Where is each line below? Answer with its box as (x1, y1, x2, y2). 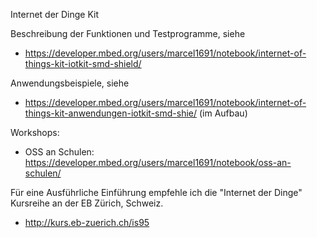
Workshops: (10, 127, 60, 138)
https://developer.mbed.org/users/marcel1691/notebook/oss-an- (24, 157, 292, 168)
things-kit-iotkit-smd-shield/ (24, 58, 142, 69)
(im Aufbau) (198, 107, 248, 119)
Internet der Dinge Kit (10, 9, 100, 20)
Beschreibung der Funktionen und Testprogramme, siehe (10, 28, 246, 39)
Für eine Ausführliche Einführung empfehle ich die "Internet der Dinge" (10, 187, 303, 198)
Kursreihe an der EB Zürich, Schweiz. (10, 197, 164, 209)
